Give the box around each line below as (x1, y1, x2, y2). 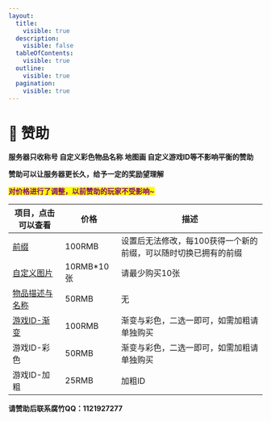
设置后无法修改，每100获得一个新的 (120, 236, 258, 247)
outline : (15, 65, 45, 73)
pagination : (15, 79, 56, 87)
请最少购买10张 (120, 268, 181, 279)
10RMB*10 (65, 261, 110, 273)
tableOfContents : (15, 49, 74, 57)
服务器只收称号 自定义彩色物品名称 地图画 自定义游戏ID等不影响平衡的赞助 (8, 152, 254, 162)
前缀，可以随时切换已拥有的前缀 (120, 248, 243, 259)
